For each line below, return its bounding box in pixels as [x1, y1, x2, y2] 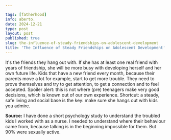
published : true [5, 36, 40, 41]
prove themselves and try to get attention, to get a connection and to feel [5, 81, 159, 87]
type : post [5, 26, 29, 31]
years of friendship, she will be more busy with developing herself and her [5, 64, 162, 71]
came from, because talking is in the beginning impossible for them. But [5, 123, 157, 129]
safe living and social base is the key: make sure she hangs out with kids [5, 97, 158, 103]
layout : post [5, 31, 33, 36]
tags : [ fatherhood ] [5, 12, 47, 17]
